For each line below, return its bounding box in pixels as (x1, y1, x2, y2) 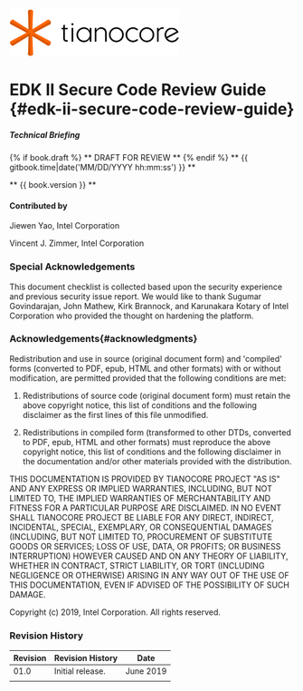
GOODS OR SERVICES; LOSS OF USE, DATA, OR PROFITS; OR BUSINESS (9, 540, 281, 551)
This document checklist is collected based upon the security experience (9, 281, 283, 292)
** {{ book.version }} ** (9, 180, 97, 190)
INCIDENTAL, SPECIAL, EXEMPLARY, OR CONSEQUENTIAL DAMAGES (9, 521, 272, 532)
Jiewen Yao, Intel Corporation (9, 220, 120, 231)
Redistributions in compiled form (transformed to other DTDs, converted (22, 426, 291, 438)
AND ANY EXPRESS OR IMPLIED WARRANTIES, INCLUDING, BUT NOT (9, 482, 273, 493)
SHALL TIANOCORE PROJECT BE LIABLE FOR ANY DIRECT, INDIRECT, (9, 511, 274, 522)
